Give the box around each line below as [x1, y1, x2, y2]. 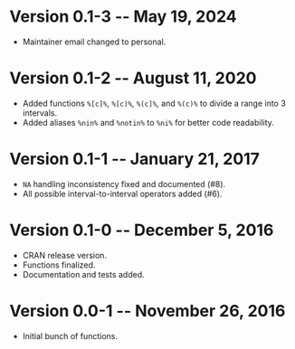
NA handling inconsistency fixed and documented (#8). [22, 178, 226, 189]
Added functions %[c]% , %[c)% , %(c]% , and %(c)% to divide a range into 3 [22, 98, 287, 108]
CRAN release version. [22, 250, 107, 260]
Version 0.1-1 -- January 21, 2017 [9, 149, 261, 169]
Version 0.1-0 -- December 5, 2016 [9, 220, 274, 241]
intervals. [22, 107, 58, 118]
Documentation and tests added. [22, 269, 145, 279]
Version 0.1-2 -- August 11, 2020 [9, 68, 257, 89]
